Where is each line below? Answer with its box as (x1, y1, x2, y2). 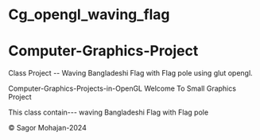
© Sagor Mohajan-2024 (8, 123, 87, 133)
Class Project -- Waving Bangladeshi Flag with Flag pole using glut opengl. (8, 68, 253, 78)
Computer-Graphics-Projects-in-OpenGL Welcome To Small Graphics (8, 84, 237, 93)
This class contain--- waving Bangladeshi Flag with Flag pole (8, 107, 209, 117)
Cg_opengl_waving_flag (8, 6, 170, 24)
